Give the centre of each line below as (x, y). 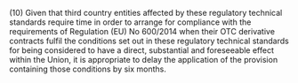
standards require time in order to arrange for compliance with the (130, 22)
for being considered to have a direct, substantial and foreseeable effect (141, 50)
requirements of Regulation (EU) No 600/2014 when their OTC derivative (142, 31)
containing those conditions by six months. (88, 69)
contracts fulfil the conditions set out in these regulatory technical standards (149, 41)
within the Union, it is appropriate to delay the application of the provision (144, 60)
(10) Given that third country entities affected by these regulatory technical (146, 13)
